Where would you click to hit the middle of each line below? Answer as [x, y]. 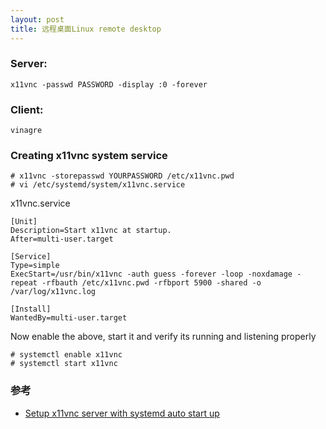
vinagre [26, 131]
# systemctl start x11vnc [64, 364]
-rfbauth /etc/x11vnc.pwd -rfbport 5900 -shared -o [151, 283]
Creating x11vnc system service [89, 156]
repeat [24, 283]
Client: [27, 109]
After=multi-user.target [62, 239]
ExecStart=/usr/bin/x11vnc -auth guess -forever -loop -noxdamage [151, 274]
